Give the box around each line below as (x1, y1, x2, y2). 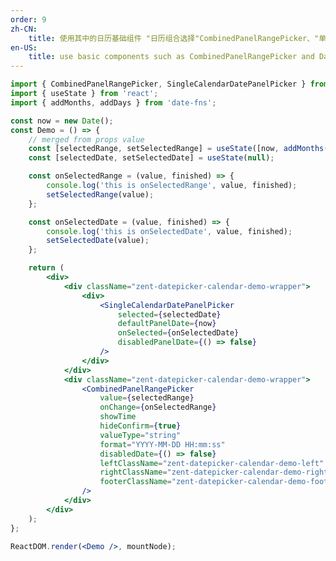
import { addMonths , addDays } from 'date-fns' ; (10, 97, 217, 108)
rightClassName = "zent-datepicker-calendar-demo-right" (99, 467, 333, 478)
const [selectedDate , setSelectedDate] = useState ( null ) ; (28, 153, 275, 163)
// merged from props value (28, 134, 145, 145)
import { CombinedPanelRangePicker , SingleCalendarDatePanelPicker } (10, 79, 307, 90)
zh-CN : (10, 24, 38, 34)
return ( (28, 263, 65, 273)
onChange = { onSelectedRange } (99, 402, 217, 413)
